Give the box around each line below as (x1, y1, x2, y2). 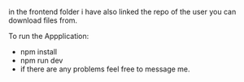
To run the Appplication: (8, 32, 89, 41)
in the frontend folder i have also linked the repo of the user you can (8, 7, 237, 16)
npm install (20, 47, 58, 56)
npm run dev (20, 56, 63, 65)
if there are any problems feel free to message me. (20, 64, 190, 74)
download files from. (8, 15, 78, 25)
